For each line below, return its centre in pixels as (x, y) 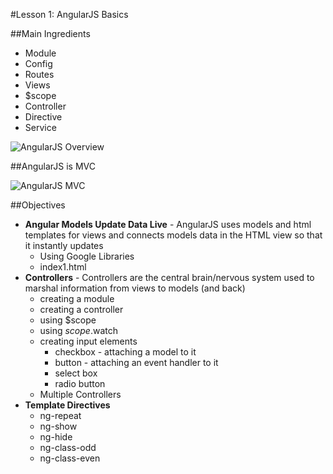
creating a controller (81, 309)
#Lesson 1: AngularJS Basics (69, 14)
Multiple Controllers (80, 394)
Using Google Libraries (87, 256)
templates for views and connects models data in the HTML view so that (173, 235)
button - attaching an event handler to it (136, 362)
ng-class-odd (68, 447)
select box (76, 373)
